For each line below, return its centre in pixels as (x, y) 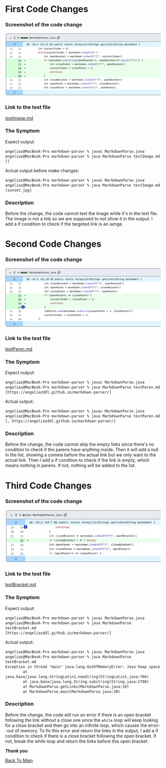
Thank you (17, 751)
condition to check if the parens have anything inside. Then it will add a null (82, 450)
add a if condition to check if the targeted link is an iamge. (64, 224)
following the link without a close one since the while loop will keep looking (82, 720)
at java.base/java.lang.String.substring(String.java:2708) (86, 682)
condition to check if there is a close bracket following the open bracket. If (81, 736)
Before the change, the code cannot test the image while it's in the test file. (82, 213)
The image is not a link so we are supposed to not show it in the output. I (79, 219)
